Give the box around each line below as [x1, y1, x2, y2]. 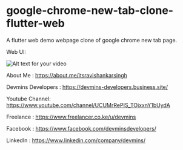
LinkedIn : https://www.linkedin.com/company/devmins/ [6, 137, 146, 144]
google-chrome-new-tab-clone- [6, 4, 174, 18]
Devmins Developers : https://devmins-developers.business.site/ [6, 83, 168, 91]
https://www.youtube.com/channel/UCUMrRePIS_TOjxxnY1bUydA [6, 101, 171, 109]
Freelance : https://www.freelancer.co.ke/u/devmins [6, 113, 136, 120]
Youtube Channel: [6, 95, 52, 102]
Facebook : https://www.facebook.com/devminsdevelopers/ [6, 125, 156, 132]
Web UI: [6, 48, 26, 55]
